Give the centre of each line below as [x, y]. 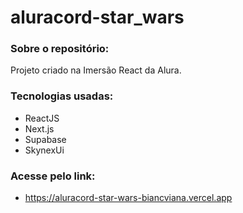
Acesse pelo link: [53, 176]
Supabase [45, 139]
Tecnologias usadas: [62, 96]
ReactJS [42, 118]
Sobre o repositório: [60, 49]
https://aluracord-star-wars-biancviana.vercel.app [128, 198]
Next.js [39, 128]
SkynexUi [44, 150]
